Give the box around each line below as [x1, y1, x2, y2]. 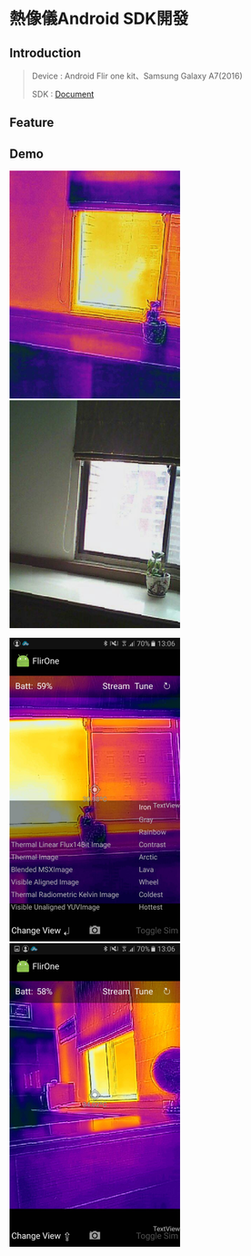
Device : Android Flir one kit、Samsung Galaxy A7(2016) [31, 70, 243, 81]
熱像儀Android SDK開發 [9, 8, 189, 29]
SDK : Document [31, 88, 95, 99]
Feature [9, 115, 55, 130]
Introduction [9, 45, 82, 60]
